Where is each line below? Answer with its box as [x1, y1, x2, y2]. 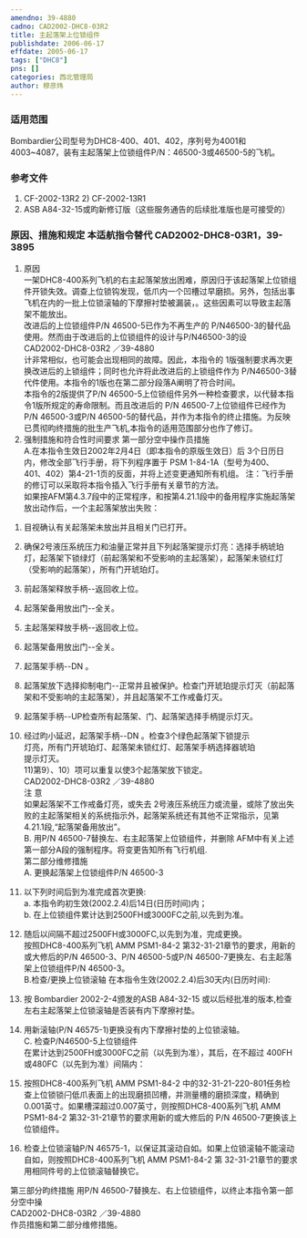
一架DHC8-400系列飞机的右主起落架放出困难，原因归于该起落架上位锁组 [23, 274, 297, 285]
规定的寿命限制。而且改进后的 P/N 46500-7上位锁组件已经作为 [50, 399, 286, 410]
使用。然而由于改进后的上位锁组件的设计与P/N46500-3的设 [23, 331, 247, 342]
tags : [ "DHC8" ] [10, 56, 68, 65]
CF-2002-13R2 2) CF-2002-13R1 [23, 193, 147, 204]
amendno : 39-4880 [10, 13, 77, 23]
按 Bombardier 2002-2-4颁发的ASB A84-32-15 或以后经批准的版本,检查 [23, 993, 292, 1004]
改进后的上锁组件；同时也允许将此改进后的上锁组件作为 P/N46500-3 [31, 366, 290, 377]
